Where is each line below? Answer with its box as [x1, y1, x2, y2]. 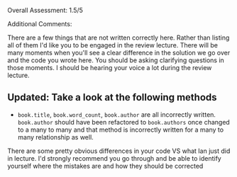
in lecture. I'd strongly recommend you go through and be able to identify [7, 154, 221, 162]
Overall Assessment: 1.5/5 [7, 6, 84, 14]
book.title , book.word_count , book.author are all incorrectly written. [17, 110, 216, 119]
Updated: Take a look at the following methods [7, 91, 218, 103]
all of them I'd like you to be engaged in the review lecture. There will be [7, 41, 219, 49]
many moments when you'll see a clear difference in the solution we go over [7, 49, 231, 57]
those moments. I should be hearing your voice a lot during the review [7, 64, 212, 72]
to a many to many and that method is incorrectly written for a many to [17, 125, 224, 134]
